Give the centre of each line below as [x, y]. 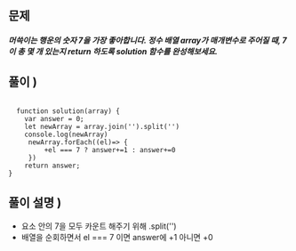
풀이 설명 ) [35, 203]
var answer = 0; [55, 118]
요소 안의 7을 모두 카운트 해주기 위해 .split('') [99, 226]
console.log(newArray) [66, 134]
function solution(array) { [68, 111]
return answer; [52, 166]
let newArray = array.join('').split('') [102, 126]
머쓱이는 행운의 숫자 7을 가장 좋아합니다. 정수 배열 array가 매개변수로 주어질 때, [144, 40]
